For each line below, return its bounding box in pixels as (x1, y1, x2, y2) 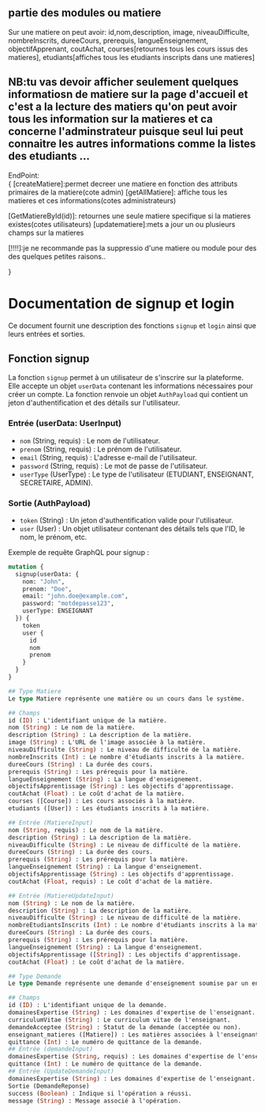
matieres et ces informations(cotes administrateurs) (8, 195, 177, 205)
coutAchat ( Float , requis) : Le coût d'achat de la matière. (8, 877, 214, 885)
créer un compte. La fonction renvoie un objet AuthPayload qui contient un (8, 390, 248, 399)
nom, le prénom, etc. (19, 532, 88, 541)
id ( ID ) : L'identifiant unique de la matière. (8, 716, 168, 724)
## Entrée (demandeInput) (8, 1045, 93, 1054)
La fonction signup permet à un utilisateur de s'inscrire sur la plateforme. (8, 373, 244, 383)
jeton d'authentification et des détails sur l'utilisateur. (8, 398, 181, 408)
